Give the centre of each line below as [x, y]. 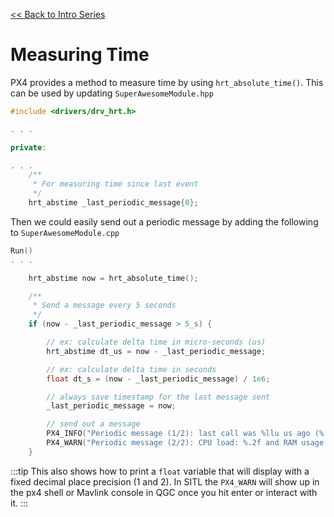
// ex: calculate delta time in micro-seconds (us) [156, 342]
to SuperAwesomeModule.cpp [65, 232]
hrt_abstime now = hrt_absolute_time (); [113, 278]
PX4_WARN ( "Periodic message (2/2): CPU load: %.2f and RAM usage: [187, 443]
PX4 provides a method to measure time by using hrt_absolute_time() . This [167, 82]
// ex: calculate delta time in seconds [131, 369]
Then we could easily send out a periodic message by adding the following [164, 221]
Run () [21, 250]
